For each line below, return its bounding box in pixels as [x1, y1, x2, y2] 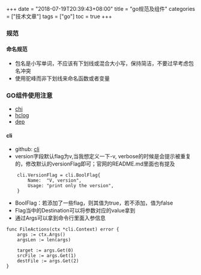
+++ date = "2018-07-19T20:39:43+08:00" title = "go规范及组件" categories [6, 5, 196, 12]
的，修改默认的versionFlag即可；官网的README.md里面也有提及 [14, 160, 175, 167]
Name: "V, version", [28, 177, 82, 184]
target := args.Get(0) [17, 247, 74, 253]
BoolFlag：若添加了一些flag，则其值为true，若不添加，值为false [14, 199, 173, 206]
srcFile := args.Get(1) [17, 252, 77, 259]
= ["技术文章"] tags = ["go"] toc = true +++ [6, 13, 112, 20]
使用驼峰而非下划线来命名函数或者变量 [14, 75, 110, 82]
